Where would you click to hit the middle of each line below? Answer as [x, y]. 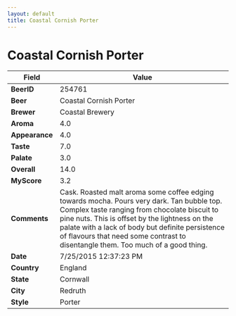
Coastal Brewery [87, 112]
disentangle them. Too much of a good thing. [133, 245]
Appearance [32, 135]
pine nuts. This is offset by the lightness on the [136, 219]
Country [25, 268]
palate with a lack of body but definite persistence [142, 227]
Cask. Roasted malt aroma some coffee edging [137, 192]
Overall [23, 170]
